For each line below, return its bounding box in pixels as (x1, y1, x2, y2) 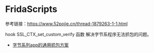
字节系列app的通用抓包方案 (12, 41, 69, 48)
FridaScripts (5, 3, 57, 15)
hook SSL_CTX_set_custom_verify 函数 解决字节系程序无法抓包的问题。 (5, 31, 151, 37)
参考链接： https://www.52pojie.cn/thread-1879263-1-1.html (5, 20, 128, 26)
